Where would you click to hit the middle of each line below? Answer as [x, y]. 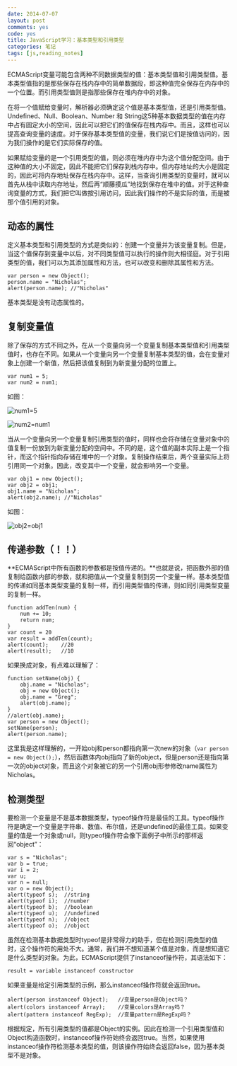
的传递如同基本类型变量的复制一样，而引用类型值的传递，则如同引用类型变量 [119, 585]
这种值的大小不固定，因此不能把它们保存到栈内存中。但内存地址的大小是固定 [119, 166]
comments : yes [28, 27]
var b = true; [28, 864]
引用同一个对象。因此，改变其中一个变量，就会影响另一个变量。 [100, 465]
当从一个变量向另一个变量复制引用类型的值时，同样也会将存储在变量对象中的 [119, 439]
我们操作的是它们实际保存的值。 [60, 142]
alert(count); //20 [41, 645]
